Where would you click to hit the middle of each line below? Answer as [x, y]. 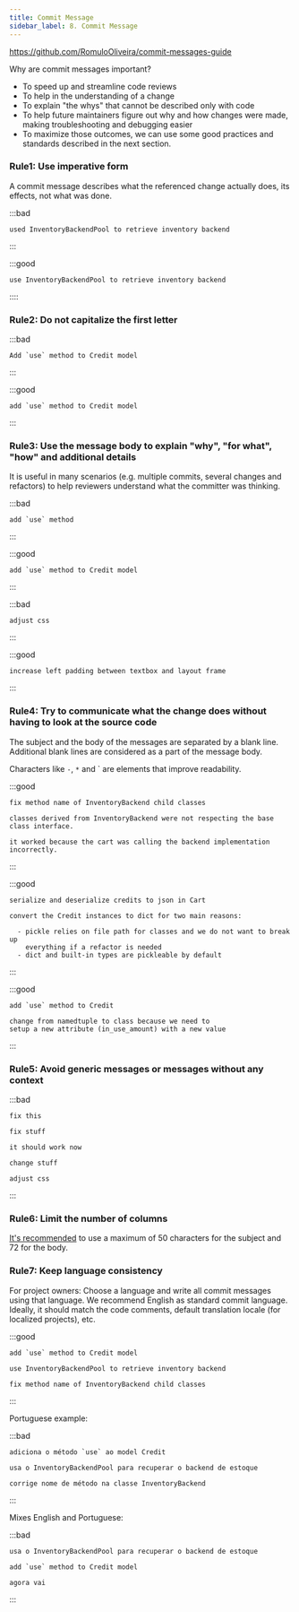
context [26, 1079]
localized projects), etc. [52, 1319]
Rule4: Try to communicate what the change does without [138, 711]
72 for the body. [39, 1248]
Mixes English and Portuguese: [66, 1517]
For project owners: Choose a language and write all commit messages [140, 1290]
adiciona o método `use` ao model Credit [88, 1452]
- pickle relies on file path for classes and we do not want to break [154, 932]
